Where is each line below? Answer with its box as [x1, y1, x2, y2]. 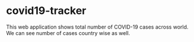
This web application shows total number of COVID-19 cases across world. [6, 23, 189, 30]
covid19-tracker [6, 4, 87, 17]
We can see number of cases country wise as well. [6, 29, 130, 36]
